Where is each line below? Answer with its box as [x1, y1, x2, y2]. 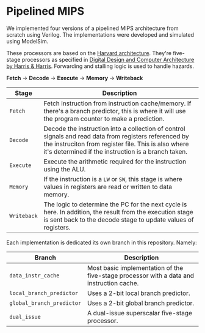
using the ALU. [43, 165, 86, 173]
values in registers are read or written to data [43, 182, 173, 191]
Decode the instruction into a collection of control [43, 124, 185, 133]
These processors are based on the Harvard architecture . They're [6, 49, 172, 56]
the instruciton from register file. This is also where [43, 140, 189, 148]
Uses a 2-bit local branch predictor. [87, 289, 190, 297]
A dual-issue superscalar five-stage [87, 309, 192, 317]
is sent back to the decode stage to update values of [43, 215, 194, 224]
